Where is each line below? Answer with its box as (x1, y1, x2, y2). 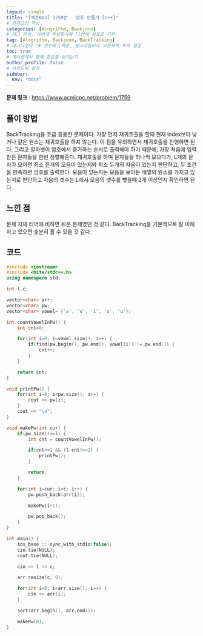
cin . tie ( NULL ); (17, 547, 56, 553)
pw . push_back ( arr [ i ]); (28, 492, 85, 498)
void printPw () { (6, 386, 50, 392)
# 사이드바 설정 (6, 65, 40, 72)
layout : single (6, 8, 45, 15)
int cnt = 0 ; (17, 325, 45, 331)
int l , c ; (6, 286, 28, 292)
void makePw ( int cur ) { (6, 425, 67, 431)
